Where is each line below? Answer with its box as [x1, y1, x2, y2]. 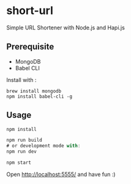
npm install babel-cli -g [6, 93, 72, 100]
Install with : [6, 76, 37, 83]
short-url [6, 4, 53, 18]
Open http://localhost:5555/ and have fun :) [6, 171, 116, 178]
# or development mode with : [6, 143, 81, 149]
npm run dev [6, 149, 37, 155]
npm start [6, 160, 32, 166]
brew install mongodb [6, 88, 62, 94]
